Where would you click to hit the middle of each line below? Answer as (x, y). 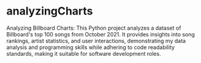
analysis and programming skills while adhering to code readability (91, 47)
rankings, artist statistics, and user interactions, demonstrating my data (96, 41)
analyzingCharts (50, 11)
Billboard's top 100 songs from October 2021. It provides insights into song (100, 34)
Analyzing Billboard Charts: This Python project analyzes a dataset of (94, 28)
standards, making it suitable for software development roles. (84, 53)
